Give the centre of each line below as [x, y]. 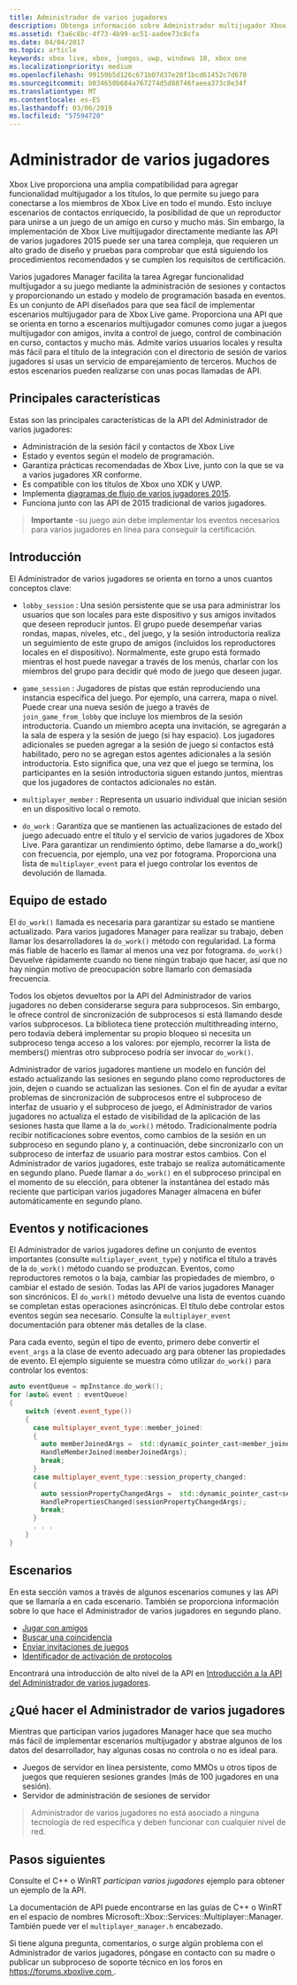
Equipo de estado [58, 900]
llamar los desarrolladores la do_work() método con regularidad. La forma [143, 941]
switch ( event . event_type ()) [79, 1411]
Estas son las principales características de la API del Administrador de [138, 419]
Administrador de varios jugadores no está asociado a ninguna [145, 1813]
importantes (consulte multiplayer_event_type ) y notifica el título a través [143, 1259]
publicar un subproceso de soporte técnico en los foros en [116, 1962]
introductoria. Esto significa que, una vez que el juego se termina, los [148, 763]
